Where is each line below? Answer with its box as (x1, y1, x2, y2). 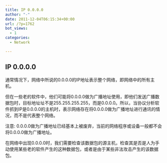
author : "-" (5, 12, 30, 17)
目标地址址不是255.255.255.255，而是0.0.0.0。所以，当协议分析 (22, 99, 155, 105)
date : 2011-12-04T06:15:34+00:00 (5, 16, 75, 21)
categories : (5, 35, 30, 40)
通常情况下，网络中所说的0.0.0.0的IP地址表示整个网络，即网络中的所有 (5, 76, 150, 82)
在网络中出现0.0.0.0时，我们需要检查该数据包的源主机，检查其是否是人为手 (5, 139, 160, 145)
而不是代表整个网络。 (13, 112, 58, 118)
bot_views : (5, 26, 28, 31)
